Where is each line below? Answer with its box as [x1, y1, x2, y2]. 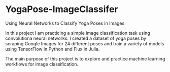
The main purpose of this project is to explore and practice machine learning [5, 55, 165, 61]
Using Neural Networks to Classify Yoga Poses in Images [5, 20, 125, 26]
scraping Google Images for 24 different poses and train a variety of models [5, 40, 164, 46]
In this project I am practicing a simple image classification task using [5, 30, 151, 36]
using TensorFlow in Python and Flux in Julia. [5, 46, 100, 52]
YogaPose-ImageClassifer [5, 4, 118, 15]
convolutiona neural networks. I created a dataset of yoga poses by [5, 35, 146, 41]
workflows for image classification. [5, 61, 79, 67]
